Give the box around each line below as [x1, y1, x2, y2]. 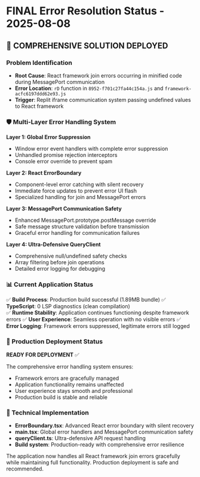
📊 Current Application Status [6, 280, 94, 289]
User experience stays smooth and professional [14, 387, 133, 394]
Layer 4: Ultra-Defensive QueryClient [6, 241, 101, 248]
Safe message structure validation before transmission [14, 223, 150, 230]
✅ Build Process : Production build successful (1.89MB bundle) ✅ [6, 296, 166, 303]
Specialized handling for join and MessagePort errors [14, 194, 146, 201]
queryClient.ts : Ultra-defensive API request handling [14, 435, 146, 442]
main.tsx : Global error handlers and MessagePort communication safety [14, 428, 193, 436]
